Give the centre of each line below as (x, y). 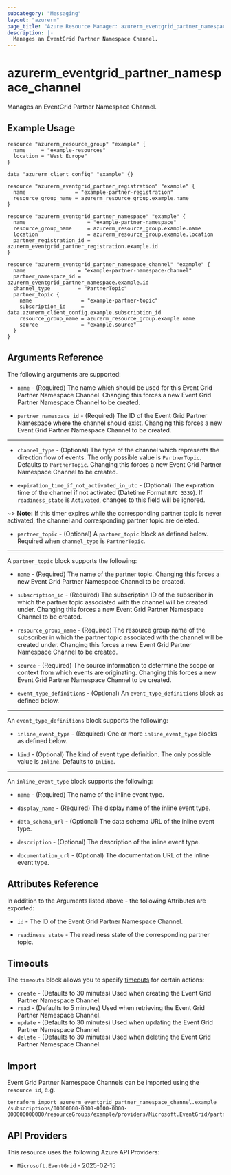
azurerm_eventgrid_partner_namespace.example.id (78, 283)
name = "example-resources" (60, 150)
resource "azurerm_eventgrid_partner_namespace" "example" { (97, 216)
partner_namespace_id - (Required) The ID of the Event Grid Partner (112, 415)
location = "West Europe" (51, 156)
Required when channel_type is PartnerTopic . (81, 541)
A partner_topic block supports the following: (72, 560)
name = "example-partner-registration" (93, 192)
